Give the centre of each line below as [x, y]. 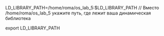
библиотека [18, 18]
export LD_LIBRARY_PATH [33, 28]
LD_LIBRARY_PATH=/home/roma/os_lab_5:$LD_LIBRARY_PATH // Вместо [82, 8]
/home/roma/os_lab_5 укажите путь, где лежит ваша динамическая [78, 13]
